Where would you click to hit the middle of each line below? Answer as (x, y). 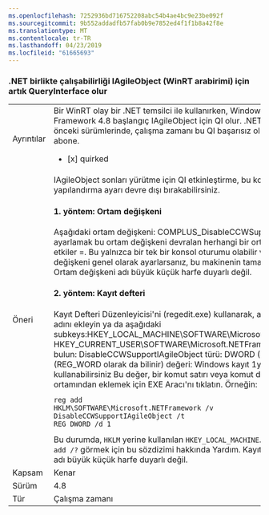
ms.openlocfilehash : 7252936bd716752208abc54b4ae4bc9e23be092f (116, 16)
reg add (68, 399)
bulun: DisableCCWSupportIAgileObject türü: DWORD (154, 354)
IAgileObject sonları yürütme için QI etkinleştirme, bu (152, 180)
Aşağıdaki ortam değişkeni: (104, 232)
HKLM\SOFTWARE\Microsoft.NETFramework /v (133, 408)
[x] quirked (88, 159)
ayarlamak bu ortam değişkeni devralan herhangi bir (151, 241)
